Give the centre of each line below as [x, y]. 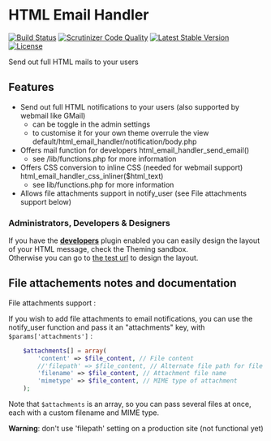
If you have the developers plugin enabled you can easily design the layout [134, 240]
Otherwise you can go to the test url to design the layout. [103, 258]
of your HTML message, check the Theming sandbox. [99, 249]
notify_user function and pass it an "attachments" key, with [107, 327]
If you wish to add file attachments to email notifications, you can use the [131, 318]
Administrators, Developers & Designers [89, 223]
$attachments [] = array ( [65, 351]
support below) [45, 201]
